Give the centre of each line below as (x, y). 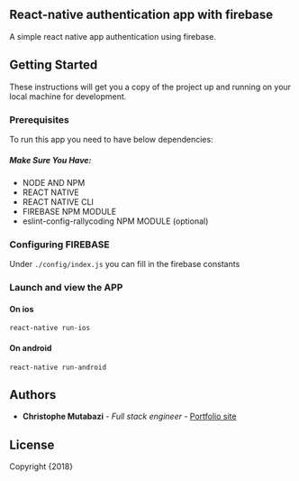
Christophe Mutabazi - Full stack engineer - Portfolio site (129, 416)
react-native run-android (58, 367)
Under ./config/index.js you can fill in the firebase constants (125, 264)
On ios (22, 309)
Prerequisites (39, 119)
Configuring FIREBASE (59, 245)
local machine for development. (68, 96)
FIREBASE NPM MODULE (69, 211)
